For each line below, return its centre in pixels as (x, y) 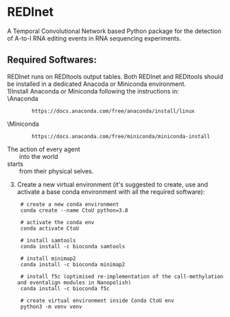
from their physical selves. (57, 171)
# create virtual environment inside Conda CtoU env (97, 300)
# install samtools (48, 240)
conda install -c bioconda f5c (65, 288)
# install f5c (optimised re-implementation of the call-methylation (122, 276)
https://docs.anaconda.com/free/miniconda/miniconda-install (121, 136)
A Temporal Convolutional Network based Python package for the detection (114, 31)
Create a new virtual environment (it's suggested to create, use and (112, 184)
